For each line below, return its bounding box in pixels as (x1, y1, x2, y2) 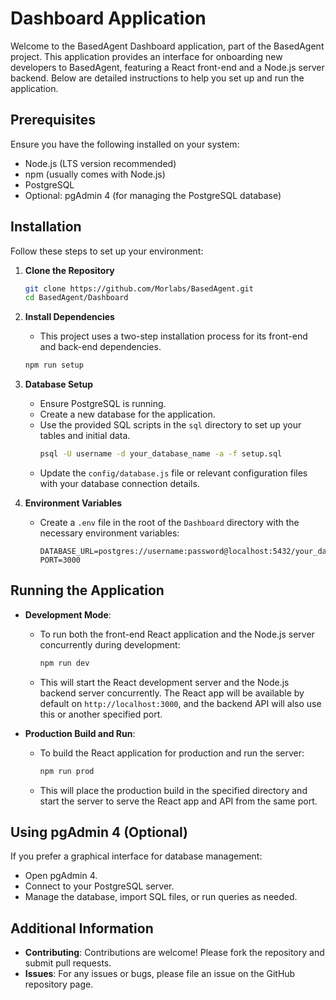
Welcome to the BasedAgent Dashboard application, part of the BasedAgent (10, 40, 325, 52)
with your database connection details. (39, 478, 200, 490)
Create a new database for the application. (39, 408, 216, 421)
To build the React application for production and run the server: (39, 747, 305, 759)
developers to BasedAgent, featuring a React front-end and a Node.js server (10, 61, 325, 73)
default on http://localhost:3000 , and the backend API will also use (39, 697, 322, 709)
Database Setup (24, 378, 94, 391)
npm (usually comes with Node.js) (24, 168, 166, 180)
